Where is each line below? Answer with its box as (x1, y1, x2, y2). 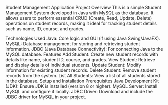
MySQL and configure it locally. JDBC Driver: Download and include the (5, 89, 153, 94)
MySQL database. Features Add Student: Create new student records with (5, 51, 159, 57)
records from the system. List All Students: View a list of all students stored (5, 73, 160, 78)
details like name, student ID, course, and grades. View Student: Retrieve (5, 57, 155, 62)
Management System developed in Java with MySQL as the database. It (5, 10, 154, 16)
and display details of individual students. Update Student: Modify (5, 62, 141, 68)
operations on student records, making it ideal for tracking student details (5, 20, 157, 26)
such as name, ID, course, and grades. (5, 26, 85, 32)
